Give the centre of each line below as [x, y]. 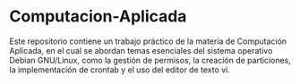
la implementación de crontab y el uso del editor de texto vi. [120, 70]
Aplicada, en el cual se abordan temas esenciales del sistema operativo [141, 50]
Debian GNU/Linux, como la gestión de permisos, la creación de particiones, [150, 60]
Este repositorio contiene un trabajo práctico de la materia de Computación [148, 41]
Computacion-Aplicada [98, 17]
